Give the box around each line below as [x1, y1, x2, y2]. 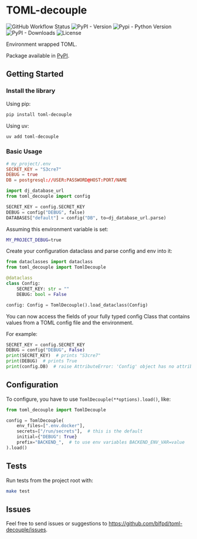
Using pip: [6, 100, 31, 107]
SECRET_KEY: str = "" [16, 286, 69, 292]
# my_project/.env [6, 161, 51, 167]
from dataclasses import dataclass [6, 259, 93, 265]
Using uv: [6, 122, 29, 129]
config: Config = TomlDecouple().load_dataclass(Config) [6, 302, 148, 308]
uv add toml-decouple [6, 134, 59, 139]
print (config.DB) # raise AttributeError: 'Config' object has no [6, 364, 175, 370]
